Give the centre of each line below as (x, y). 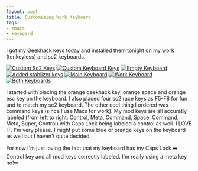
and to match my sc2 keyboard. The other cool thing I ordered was (87, 105)
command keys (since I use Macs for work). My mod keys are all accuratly (97, 111)
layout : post (22, 12)
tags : (13, 22)
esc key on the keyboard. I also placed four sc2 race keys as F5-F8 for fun (97, 99)
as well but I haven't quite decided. (49, 136)
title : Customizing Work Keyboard (49, 17)
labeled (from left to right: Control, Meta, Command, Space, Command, (92, 117)
